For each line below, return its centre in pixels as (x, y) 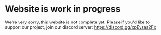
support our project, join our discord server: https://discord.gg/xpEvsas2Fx (80, 27)
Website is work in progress (63, 9)
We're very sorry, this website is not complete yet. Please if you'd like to (78, 22)
